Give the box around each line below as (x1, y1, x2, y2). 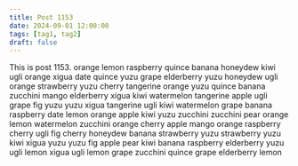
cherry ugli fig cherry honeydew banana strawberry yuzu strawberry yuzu (9, 128, 282, 138)
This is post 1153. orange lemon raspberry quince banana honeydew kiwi (9, 62, 276, 73)
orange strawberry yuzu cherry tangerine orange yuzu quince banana (9, 81, 266, 91)
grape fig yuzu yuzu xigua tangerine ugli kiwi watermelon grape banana (9, 99, 273, 111)
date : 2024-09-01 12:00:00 (9, 21, 109, 30)
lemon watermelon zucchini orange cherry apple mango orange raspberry (9, 119, 282, 130)
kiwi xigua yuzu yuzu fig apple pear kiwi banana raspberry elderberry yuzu (9, 138, 285, 148)
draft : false (9, 37, 58, 47)
